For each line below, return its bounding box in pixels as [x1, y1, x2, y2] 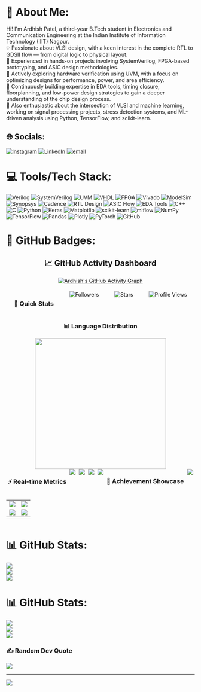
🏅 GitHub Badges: [6, 233, 96, 247]
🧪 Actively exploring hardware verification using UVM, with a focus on [6, 70, 179, 77]
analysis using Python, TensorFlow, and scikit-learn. [23, 114, 151, 121]
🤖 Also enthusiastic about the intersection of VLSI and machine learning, [6, 102, 184, 109]
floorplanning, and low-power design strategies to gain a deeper [6, 89, 165, 96]
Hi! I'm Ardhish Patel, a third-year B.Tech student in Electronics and [6, 25, 172, 32]
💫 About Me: [6, 5, 69, 19]
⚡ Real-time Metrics [8, 478, 67, 486]
